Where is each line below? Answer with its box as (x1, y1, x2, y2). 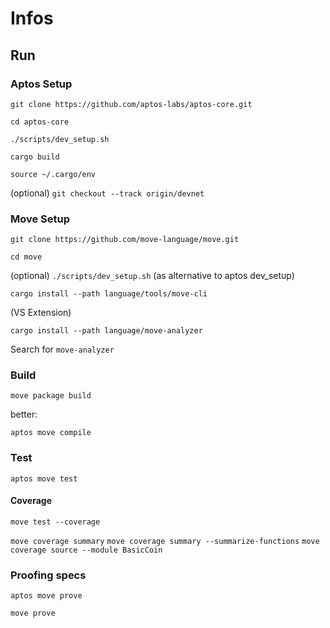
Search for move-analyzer (10, 343, 115, 356)
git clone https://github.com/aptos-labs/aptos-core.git (10, 99, 253, 109)
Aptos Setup (10, 77, 73, 91)
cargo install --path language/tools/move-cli (10, 289, 208, 299)
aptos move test (10, 473, 78, 484)
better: (10, 408, 38, 421)
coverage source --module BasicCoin (10, 545, 163, 555)
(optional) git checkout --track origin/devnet (10, 187, 205, 199)
